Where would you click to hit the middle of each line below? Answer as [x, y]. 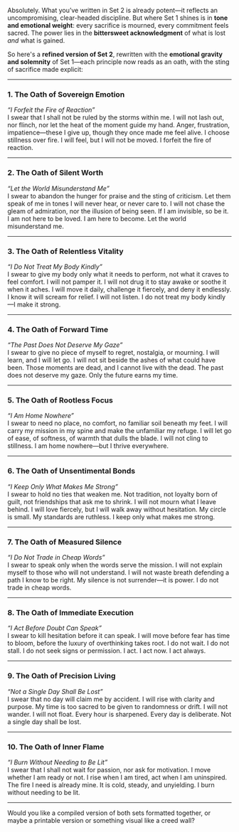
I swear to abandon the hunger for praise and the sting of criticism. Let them [119, 196]
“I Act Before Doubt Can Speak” [54, 628]
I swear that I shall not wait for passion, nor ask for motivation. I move [109, 769]
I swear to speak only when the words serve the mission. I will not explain [115, 565]
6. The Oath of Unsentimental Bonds [71, 471]
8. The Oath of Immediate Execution [70, 613]
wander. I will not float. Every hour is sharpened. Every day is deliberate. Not [119, 714]
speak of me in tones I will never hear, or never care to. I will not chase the [116, 203]
